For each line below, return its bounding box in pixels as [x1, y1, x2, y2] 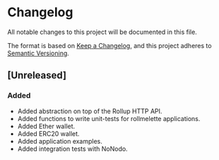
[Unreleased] [7, 69, 67, 81]
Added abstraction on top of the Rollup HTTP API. [17, 107, 162, 115]
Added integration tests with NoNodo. [17, 144, 129, 153]
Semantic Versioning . [7, 49, 69, 57]
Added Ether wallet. [17, 122, 76, 130]
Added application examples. [17, 137, 102, 145]
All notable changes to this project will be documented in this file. [7, 28, 198, 36]
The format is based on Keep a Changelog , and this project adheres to [7, 41, 212, 50]
